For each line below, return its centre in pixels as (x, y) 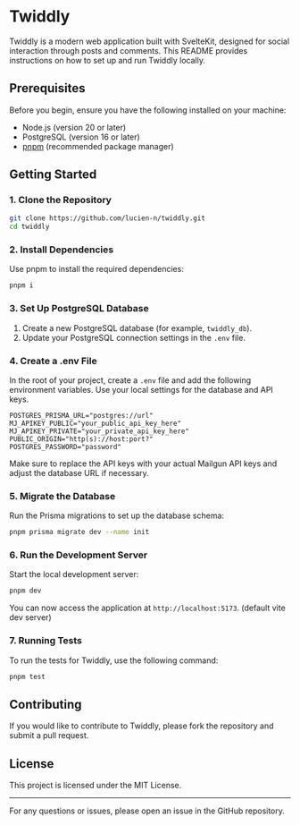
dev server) (30, 617)
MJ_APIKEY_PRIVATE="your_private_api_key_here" (100, 431)
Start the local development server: (74, 574)
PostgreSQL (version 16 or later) (81, 137)
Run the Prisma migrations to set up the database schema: (117, 515)
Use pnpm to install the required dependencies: (97, 269)
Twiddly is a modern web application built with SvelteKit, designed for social (150, 41)
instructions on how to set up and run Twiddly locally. (107, 60)
